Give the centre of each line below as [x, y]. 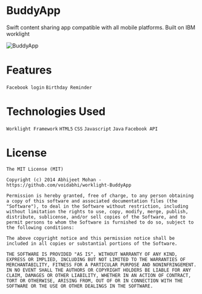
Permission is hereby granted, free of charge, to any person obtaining [100, 196]
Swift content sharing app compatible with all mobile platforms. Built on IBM [101, 27]
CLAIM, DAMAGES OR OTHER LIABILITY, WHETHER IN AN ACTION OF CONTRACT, [99, 275]
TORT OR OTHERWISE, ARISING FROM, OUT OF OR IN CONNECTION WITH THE [95, 281]
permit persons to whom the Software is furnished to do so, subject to [100, 222]
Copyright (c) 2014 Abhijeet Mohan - [54, 180]
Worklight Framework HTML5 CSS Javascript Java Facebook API [82, 129]
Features [29, 70]
